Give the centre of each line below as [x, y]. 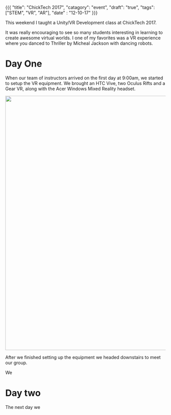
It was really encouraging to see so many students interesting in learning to [84, 32]
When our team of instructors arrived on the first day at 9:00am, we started [84, 78]
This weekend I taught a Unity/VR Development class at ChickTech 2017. [81, 23]
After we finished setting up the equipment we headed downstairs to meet [83, 357]
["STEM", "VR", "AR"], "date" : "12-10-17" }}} [51, 13]
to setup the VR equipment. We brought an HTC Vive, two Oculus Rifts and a [85, 83]
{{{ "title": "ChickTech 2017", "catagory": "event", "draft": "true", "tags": [80, 7]
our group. [16, 363]
